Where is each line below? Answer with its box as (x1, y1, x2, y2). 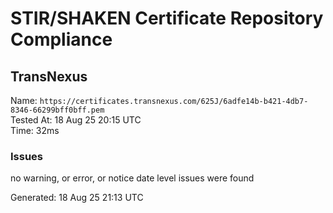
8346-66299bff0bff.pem (10, 105, 105, 115)
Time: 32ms (10, 125, 60, 136)
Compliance (10, 28, 113, 51)
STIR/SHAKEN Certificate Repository (10, 7, 324, 30)
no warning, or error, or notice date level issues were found (10, 172, 255, 184)
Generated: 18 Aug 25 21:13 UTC (10, 192, 144, 204)
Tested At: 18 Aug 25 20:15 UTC (10, 114, 142, 126)
